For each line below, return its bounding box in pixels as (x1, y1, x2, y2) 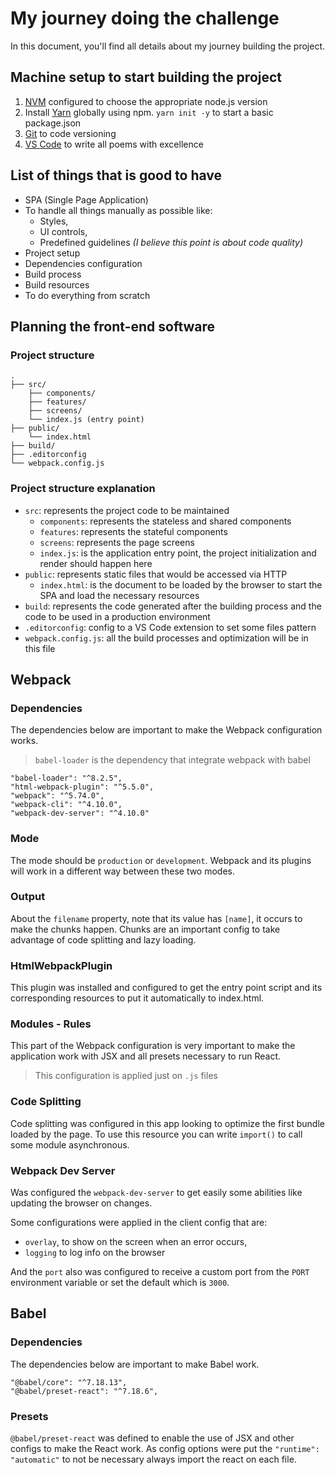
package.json (24, 117, 82, 129)
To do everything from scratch (24, 289, 151, 301)
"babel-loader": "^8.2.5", (10, 773, 123, 784)
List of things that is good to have (10, 167, 223, 184)
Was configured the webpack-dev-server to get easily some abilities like (10, 1187, 303, 1199)
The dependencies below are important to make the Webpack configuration (10, 724, 323, 736)
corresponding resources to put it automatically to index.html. (10, 992, 265, 1004)
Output (10, 890, 46, 904)
